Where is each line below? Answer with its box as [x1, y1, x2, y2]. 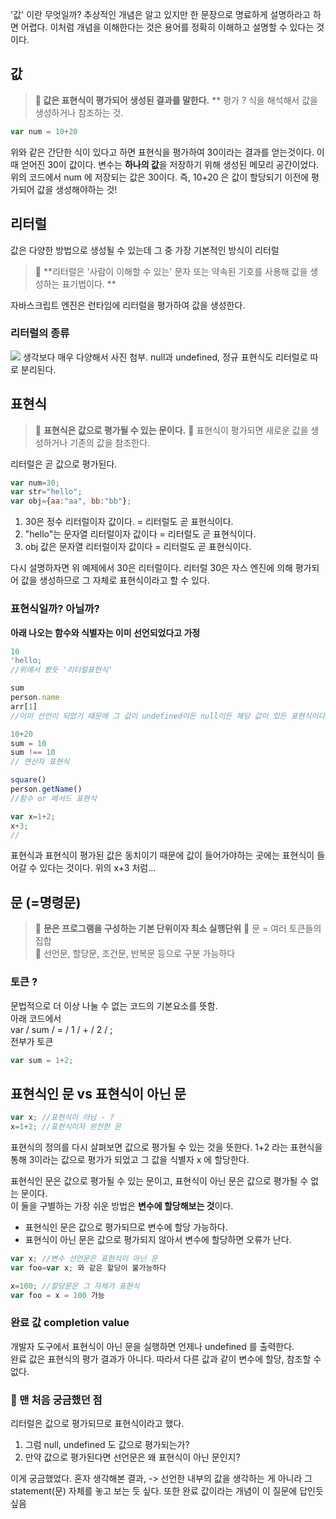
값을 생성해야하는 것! [36, 183, 118, 195]
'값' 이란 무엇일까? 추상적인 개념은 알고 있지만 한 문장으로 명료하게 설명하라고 [10, 9, 311, 20]
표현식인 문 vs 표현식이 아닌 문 [10, 1085, 187, 1102]
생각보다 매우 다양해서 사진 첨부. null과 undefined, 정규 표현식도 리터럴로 [22, 351, 308, 363]
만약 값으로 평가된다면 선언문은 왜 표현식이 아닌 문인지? [24, 1451, 241, 1463]
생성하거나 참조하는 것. [34, 106, 124, 118]
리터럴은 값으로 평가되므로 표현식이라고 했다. [10, 1418, 185, 1430]
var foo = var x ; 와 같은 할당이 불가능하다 [10, 1263, 167, 1273]
